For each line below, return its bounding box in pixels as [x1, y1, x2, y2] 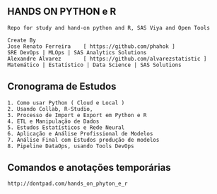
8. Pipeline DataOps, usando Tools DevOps [7, 143, 134, 150]
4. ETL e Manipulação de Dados [7, 118, 100, 125]
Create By [7, 37, 37, 44]
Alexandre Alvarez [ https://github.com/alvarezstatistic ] [7, 55, 207, 62]
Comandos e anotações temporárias [7, 162, 171, 174]
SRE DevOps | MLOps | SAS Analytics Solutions [7, 49, 147, 56]
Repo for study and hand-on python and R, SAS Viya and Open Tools [7, 24, 211, 31]
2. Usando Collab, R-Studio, [7, 105, 93, 112]
